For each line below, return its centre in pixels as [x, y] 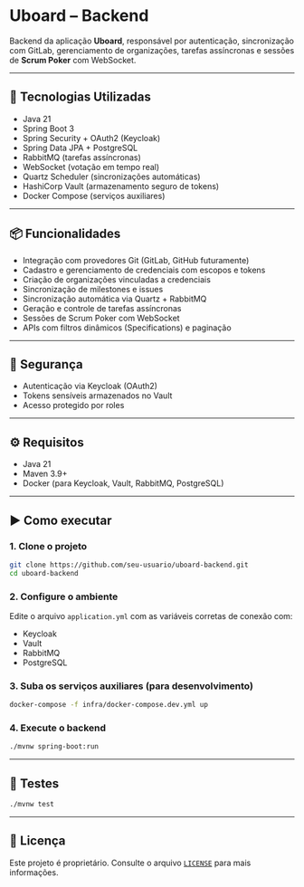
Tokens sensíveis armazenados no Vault [97, 396]
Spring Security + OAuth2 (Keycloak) [91, 138]
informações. [34, 872]
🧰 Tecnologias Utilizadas [80, 97]
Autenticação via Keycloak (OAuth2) [90, 386]
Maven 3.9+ [45, 474]
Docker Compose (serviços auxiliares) [94, 196]
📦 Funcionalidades [65, 234]
